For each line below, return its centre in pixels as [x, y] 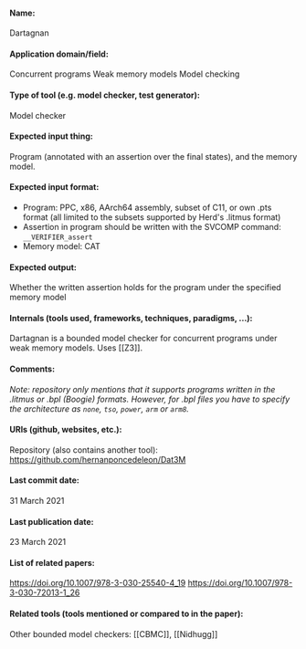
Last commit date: [44, 480]
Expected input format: [54, 187]
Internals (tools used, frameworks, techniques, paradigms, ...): [131, 318]
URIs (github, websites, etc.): [66, 430]
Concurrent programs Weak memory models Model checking [125, 74]
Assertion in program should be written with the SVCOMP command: [152, 227]
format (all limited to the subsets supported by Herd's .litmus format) [152, 217]
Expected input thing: [51, 136]
